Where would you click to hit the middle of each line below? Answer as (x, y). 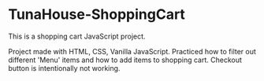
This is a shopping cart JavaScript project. (77, 36)
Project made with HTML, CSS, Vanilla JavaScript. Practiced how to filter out (132, 51)
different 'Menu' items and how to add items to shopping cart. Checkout (125, 60)
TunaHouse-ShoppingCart (97, 15)
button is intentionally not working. (64, 68)
